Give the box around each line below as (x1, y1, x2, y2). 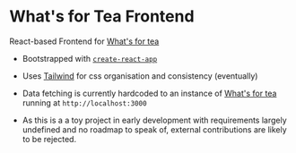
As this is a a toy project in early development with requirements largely (22, 115, 287, 125)
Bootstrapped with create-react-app (22, 53, 158, 64)
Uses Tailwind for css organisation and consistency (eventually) (22, 70, 258, 81)
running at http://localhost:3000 (22, 97, 147, 108)
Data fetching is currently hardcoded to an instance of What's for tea (22, 88, 277, 98)
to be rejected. (22, 133, 77, 144)
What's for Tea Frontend (9, 6, 195, 27)
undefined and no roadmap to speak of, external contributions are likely (22, 123, 287, 135)
